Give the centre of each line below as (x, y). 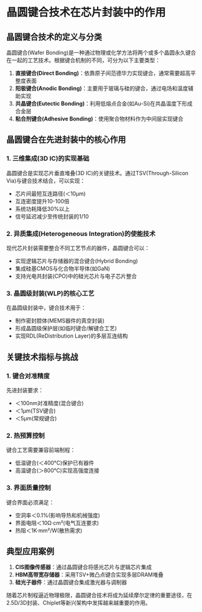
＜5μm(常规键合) (36, 418)
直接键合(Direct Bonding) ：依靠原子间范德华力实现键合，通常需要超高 (103, 73)
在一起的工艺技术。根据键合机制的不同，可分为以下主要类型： (83, 60)
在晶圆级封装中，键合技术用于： (46, 308)
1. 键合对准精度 (28, 376)
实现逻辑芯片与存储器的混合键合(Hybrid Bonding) (76, 261)
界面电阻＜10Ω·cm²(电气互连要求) (57, 523)
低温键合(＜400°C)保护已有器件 (55, 463)
